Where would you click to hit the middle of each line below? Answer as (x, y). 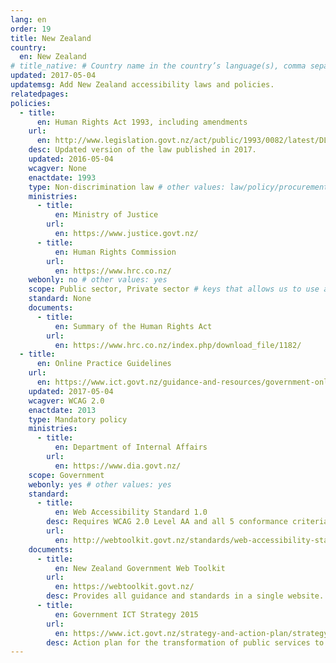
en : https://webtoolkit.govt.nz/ (124, 587)
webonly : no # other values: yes (98, 280)
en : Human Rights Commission (115, 252)
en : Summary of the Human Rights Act (133, 326)
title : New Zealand (51, 38)
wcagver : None (57, 168)
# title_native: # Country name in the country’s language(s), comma (158, 66)
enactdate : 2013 (62, 410)
